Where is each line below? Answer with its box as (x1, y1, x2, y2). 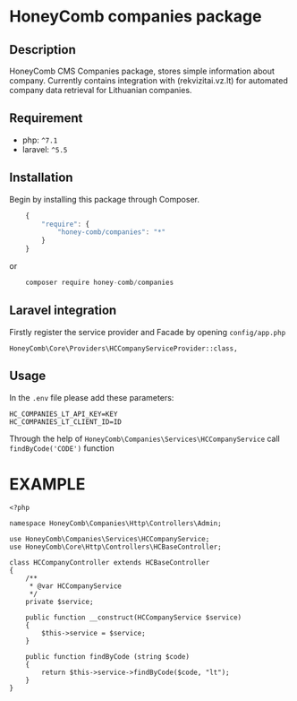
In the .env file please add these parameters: (9, 392, 174, 402)
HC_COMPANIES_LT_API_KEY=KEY (9, 410, 118, 419)
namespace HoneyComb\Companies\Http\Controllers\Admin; (9, 519, 222, 528)
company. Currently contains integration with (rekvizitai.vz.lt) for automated (9, 75, 289, 86)
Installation (9, 170, 73, 186)
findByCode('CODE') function (9, 442, 115, 454)
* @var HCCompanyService (29, 582, 123, 591)
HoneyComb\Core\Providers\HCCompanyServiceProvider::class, (9, 343, 239, 353)
